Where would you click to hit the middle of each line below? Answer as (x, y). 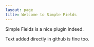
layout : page (19, 10)
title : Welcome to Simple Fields (41, 15)
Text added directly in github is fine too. (48, 39)
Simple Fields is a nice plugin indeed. (44, 29)
